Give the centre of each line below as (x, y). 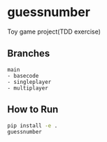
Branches (29, 54)
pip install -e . (33, 126)
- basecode (23, 76)
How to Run (33, 109)
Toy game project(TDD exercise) (54, 31)
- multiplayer (28, 88)
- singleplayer (29, 82)
